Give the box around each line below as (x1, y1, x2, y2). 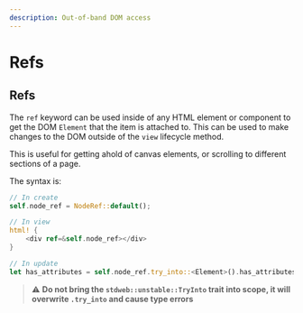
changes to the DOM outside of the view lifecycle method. (9, 131, 225, 142)
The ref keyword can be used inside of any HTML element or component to (9, 112, 291, 123)
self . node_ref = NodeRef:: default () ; (9, 201, 151, 210)
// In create (9, 193, 59, 202)
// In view (9, 217, 50, 226)
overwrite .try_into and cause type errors (31, 293, 194, 304)
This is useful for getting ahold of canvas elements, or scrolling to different (9, 148, 287, 159)
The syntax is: (9, 175, 61, 186)
